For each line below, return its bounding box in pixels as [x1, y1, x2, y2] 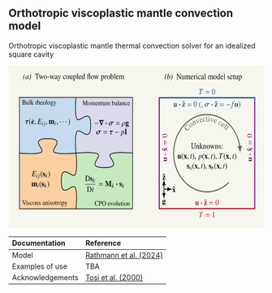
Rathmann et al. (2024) [84, 250, 164, 260]
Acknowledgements [11, 273, 79, 282]
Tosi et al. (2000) [84, 273, 144, 282]
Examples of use [11, 261, 67, 271]
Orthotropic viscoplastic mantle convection [8, 6, 234, 20]
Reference [84, 239, 122, 248]
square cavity [8, 49, 54, 59]
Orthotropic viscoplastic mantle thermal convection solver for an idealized [8, 41, 256, 50]
